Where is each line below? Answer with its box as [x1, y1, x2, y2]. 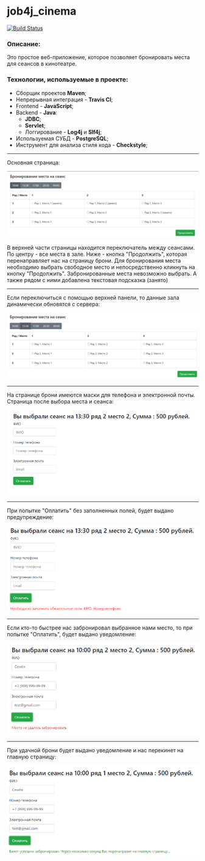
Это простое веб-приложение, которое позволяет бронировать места [7, 54, 190, 61]
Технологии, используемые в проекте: [7, 75, 128, 84]
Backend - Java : [15, 109, 58, 116]
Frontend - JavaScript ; [15, 102, 74, 109]
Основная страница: [7, 159, 60, 166]
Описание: [7, 40, 41, 48]
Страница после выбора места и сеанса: [7, 398, 114, 405]
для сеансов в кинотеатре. [7, 60, 77, 68]
